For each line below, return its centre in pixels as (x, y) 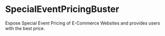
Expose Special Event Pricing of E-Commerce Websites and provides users (83, 23)
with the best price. (25, 28)
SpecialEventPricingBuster (62, 9)
